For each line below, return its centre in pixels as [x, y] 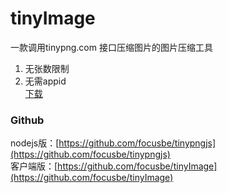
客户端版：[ [34, 166]
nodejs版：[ [35, 143]
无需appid [45, 81]
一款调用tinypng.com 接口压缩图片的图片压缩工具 [111, 47]
